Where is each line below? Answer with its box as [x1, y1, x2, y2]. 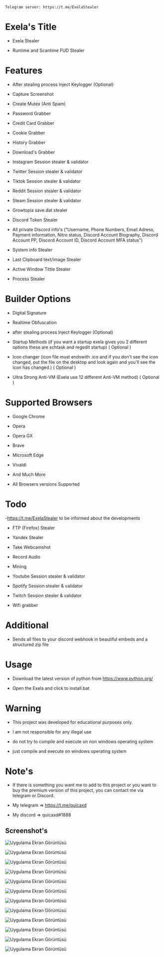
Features [5, 65, 43, 76]
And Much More [12, 471, 46, 477]
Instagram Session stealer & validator [12, 159, 89, 165]
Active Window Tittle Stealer [12, 266, 71, 272]
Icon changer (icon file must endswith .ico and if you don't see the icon [12, 353, 158, 359]
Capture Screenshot [12, 91, 54, 97]
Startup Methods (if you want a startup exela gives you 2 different [12, 338, 148, 344]
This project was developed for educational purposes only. [12, 719, 133, 725]
